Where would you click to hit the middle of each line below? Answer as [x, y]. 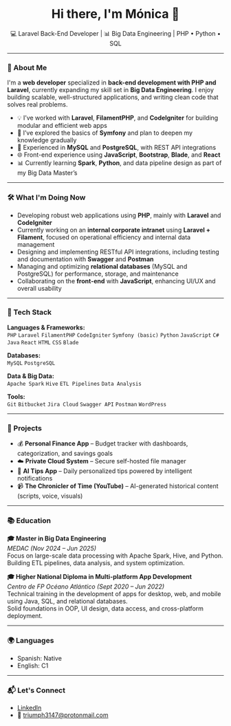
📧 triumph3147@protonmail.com [63, 715]
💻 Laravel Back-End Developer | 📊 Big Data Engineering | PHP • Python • [115, 33]
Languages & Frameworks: [46, 327]
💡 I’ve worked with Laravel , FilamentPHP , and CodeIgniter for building [118, 118]
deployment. [25, 616]
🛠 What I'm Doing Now [46, 197]
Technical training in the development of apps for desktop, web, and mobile [114, 594]
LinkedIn [29, 708]
